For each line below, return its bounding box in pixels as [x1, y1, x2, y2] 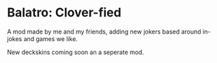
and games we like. [23, 34, 78, 42]
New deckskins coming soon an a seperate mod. [7, 48, 145, 56]
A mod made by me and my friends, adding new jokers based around [7, 27, 201, 36]
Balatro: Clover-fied [7, 5, 121, 21]
